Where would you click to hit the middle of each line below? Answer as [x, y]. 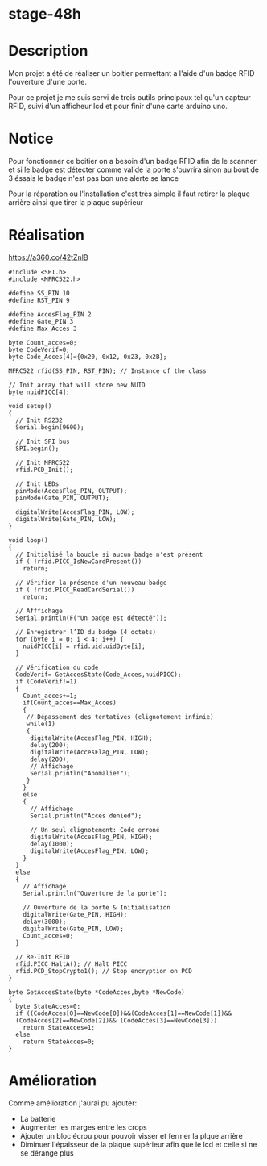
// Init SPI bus [43, 441]
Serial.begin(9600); [50, 428]
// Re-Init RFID [43, 957]
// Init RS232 [39, 420]
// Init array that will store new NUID [77, 385]
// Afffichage [39, 611]
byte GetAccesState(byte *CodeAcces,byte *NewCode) [97, 993]
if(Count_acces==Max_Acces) [70, 703]
